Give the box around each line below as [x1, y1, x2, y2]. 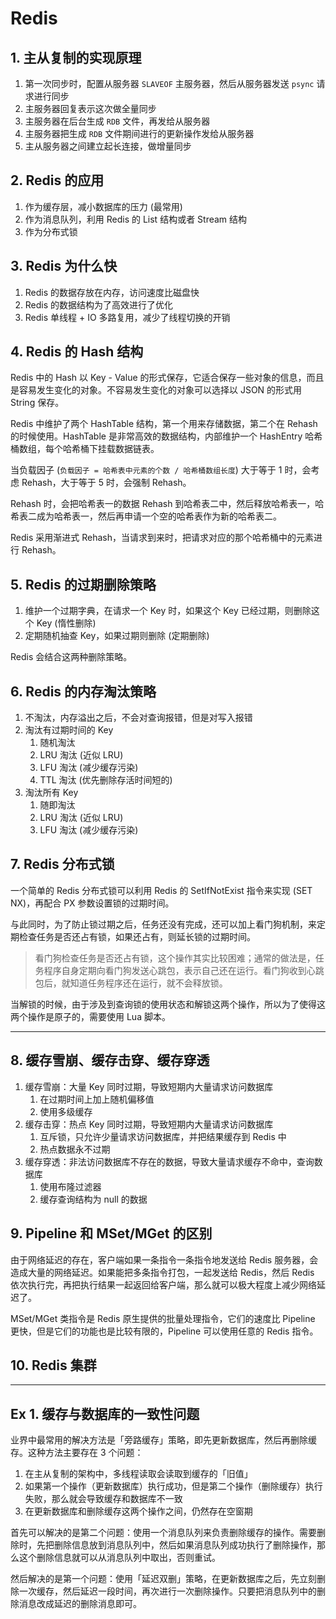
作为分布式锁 [24, 225, 78, 237]
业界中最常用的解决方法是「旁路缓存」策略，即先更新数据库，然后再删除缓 [10, 1434, 317, 1446]
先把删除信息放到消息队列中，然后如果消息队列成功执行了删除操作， [36, 1539, 317, 1551]
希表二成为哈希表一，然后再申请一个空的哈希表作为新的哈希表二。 [10, 510, 282, 522]
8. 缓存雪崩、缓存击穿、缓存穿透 [10, 1052, 210, 1069]
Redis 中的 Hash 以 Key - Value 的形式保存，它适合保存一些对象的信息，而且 [10, 372, 325, 384]
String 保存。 [10, 397, 65, 409]
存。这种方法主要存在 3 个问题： [10, 1447, 144, 1459]
